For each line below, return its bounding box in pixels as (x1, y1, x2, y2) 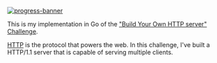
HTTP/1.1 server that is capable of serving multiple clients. (7, 48, 174, 56)
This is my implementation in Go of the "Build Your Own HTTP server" (7, 20, 207, 28)
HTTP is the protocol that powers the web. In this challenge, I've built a (7, 41, 210, 48)
